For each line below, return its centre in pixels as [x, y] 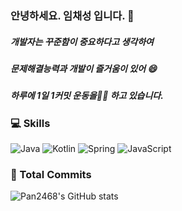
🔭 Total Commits [51, 174]
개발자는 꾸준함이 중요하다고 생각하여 [82, 41]
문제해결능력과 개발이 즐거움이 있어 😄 [83, 68]
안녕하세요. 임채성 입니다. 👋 [72, 15]
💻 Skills [30, 123]
